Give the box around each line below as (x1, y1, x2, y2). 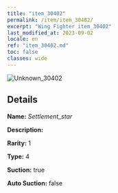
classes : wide (7, 55, 48, 62)
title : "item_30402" (7, 10, 67, 17)
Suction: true (7, 165, 45, 174)
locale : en (7, 36, 38, 43)
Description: (7, 125, 43, 134)
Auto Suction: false (7, 179, 63, 187)
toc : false (7, 49, 38, 56)
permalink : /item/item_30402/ (7, 17, 94, 23)
